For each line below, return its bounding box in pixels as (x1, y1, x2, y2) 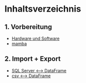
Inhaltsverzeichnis (4, 3, 81, 15)
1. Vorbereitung (4, 23, 52, 31)
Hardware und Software (11, 35, 60, 41)
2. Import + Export (4, 55, 61, 63)
